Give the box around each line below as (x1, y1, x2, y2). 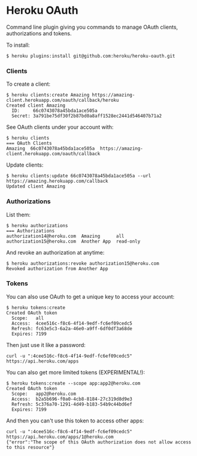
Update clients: (6, 161, 44, 168)
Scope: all (11, 315, 44, 321)
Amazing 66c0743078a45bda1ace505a (6, 146, 95, 152)
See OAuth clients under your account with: (6, 123, 114, 131)
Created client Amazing (6, 102, 66, 108)
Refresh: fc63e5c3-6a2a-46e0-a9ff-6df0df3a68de (11, 325, 133, 331)
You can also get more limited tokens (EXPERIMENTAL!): (6, 369, 146, 376)
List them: (6, 211, 31, 218)
